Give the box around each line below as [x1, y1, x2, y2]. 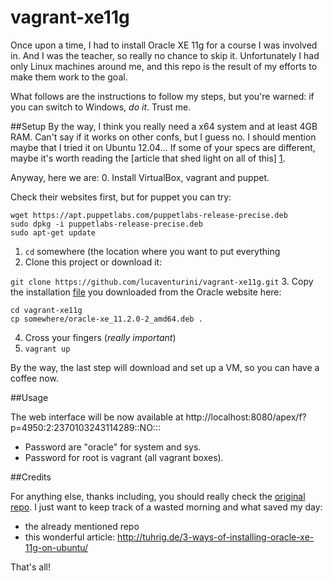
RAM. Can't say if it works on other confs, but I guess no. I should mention [10, 131, 317, 143]
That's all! [10, 561, 51, 573]
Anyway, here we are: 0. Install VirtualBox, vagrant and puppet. [10, 171, 270, 183]
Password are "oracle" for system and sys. [24, 441, 202, 453]
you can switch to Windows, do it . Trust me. [10, 101, 192, 113]
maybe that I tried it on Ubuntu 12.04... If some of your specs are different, [10, 141, 316, 153]
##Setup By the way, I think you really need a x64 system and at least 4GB [10, 120, 318, 132]
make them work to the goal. [10, 71, 128, 83]
